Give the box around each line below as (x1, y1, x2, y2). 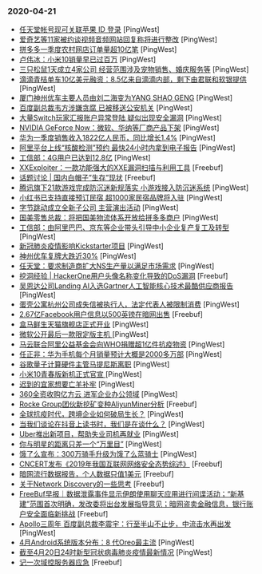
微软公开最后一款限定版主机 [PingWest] (18, 330, 149, 339)
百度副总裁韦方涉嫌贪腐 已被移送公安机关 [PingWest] (18, 103, 193, 113)
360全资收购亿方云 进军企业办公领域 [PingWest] (18, 390, 178, 399)
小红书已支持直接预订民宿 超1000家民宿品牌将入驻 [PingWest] (18, 193, 223, 203)
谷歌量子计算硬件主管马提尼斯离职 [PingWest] (18, 359, 170, 369)
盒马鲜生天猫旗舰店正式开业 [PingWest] (18, 319, 149, 329)
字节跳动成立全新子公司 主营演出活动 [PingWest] (18, 203, 179, 212)
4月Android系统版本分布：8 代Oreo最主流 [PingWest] (18, 537, 195, 548)
